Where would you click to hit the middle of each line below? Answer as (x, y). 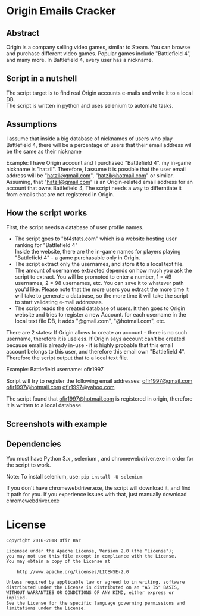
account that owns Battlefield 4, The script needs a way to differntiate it (94, 188)
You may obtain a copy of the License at (58, 561)
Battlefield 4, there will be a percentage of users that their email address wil (99, 145)
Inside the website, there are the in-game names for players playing (98, 252)
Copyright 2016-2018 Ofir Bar (44, 540)
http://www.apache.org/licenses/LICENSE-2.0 (73, 572)
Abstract (23, 33)
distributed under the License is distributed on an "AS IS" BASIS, (93, 587)
